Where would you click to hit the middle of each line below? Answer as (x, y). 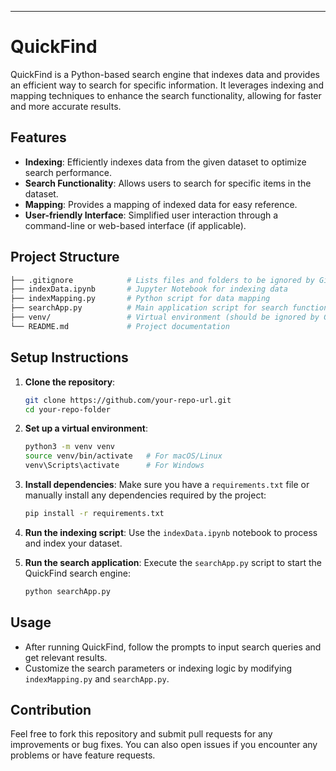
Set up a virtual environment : (86, 428)
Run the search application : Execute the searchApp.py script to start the (173, 562)
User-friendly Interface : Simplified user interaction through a (151, 215)
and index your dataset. (73, 543)
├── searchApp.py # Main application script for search (149, 308)
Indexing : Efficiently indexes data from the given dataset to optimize (165, 162)
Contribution (51, 709)
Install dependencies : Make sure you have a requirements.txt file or (167, 484)
